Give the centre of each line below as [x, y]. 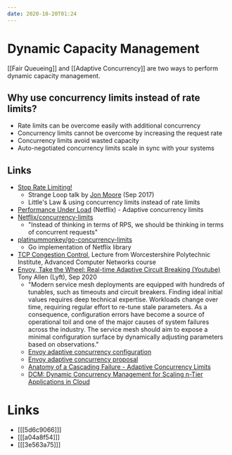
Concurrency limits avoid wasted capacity [78, 141]
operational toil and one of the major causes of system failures [118, 322]
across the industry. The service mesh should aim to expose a [118, 330]
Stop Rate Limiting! [45, 187]
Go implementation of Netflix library [79, 247]
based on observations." [63, 344]
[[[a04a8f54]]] [39, 437]
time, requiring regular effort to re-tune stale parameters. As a [117, 307]
